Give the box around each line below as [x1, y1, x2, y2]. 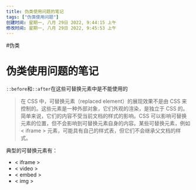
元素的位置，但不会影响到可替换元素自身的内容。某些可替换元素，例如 [20, 120, 191, 127]
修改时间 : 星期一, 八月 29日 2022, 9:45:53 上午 [6, 25, 117, 31]
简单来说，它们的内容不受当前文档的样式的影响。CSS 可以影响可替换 [20, 112, 187, 119]
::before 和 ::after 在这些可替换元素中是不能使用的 [6, 85, 128, 92]
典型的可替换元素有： [6, 147, 58, 154]
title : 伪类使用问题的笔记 [6, 8, 65, 15]
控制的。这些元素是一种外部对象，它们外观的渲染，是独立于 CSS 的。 [20, 105, 188, 112]
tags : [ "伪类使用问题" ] [6, 14, 59, 20]
